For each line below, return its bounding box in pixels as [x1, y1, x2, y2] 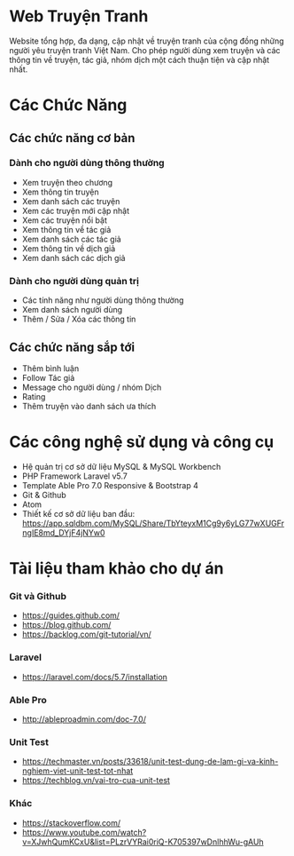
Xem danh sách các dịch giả [21, 252, 126, 263]
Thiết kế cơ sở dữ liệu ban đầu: [21, 508, 135, 519]
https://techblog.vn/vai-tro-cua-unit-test [21, 775, 171, 786]
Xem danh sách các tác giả [21, 234, 121, 244]
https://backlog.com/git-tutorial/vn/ [21, 629, 152, 640]
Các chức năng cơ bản [9, 131, 135, 146]
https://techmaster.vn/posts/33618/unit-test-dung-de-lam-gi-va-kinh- [21, 757, 279, 767]
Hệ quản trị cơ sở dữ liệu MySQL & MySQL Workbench [21, 461, 221, 472]
